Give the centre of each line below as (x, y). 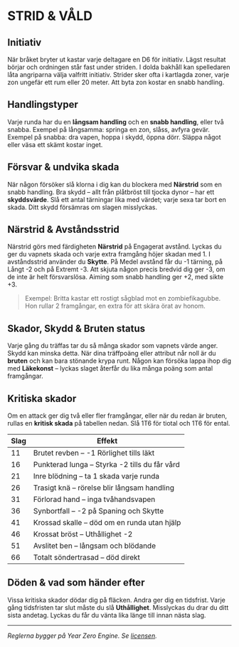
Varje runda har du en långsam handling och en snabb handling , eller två (116, 121)
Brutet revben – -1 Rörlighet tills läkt (94, 453)
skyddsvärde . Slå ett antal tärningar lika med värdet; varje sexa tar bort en (117, 199)
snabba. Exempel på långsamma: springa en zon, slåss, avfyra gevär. (108, 129)
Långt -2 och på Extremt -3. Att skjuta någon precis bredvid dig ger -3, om (116, 269)
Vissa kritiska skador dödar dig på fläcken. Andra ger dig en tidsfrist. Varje (116, 600)
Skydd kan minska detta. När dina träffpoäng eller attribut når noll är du (112, 353)
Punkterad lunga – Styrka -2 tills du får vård (106, 465)
